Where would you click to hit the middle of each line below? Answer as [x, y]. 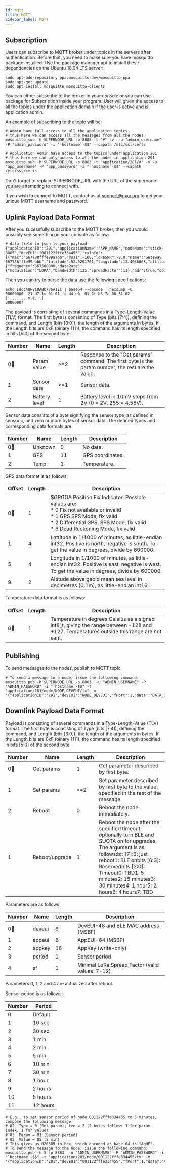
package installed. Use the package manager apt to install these [72, 63]
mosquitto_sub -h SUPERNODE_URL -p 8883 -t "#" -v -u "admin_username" [83, 140]
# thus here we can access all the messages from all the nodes [74, 136]
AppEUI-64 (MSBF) [101, 940]
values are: [63, 504]
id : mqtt [14, 10]
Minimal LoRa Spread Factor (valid [118, 965]
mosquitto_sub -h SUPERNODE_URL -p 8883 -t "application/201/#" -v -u [81, 162]
